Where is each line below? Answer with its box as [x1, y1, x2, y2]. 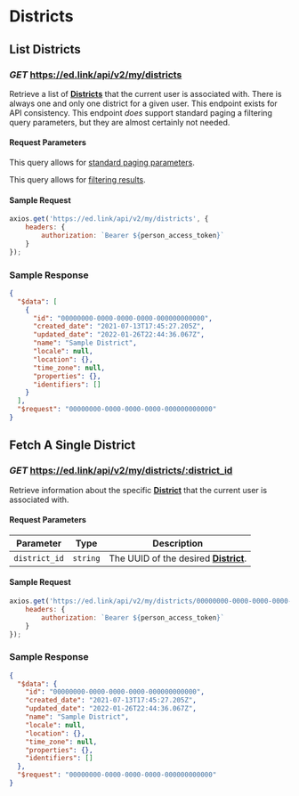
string [72, 553, 101, 563]
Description [152, 537, 204, 549]
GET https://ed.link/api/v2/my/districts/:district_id [9, 465, 233, 477]
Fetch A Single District [9, 438, 136, 453]
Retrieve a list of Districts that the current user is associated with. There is [9, 88, 282, 99]
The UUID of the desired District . [109, 552, 247, 565]
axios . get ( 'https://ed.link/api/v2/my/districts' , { [9, 215, 209, 223]
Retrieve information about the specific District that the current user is [9, 484, 268, 495]
